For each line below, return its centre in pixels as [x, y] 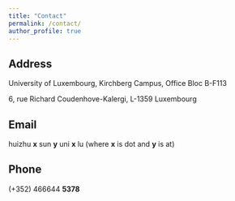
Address [30, 64]
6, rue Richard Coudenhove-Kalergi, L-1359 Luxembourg [103, 99]
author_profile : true [45, 31]
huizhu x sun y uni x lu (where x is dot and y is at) [92, 144]
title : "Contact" [38, 16]
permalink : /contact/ [45, 24]
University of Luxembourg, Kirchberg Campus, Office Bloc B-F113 [117, 83]
